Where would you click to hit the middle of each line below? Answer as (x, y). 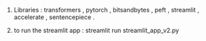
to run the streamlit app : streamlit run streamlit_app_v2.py (96, 30)
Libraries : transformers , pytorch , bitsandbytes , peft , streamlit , (106, 10)
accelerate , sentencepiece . (54, 17)
